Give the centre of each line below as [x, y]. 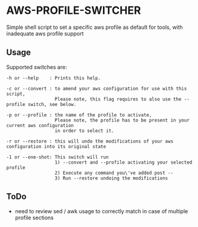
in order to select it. [84, 131]
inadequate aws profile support [45, 33]
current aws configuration [40, 125]
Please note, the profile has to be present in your [122, 120]
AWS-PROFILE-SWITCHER [74, 11]
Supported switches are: [37, 67]
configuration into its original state [56, 146]
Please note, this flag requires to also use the [118, 99]
